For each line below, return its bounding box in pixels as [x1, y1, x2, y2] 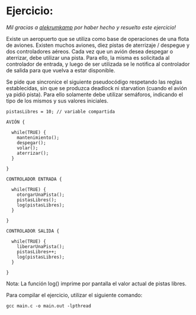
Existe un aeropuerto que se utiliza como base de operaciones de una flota [6, 35, 189, 42]
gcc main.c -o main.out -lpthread [6, 303, 92, 309]
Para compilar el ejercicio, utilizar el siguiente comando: [6, 291, 143, 298]
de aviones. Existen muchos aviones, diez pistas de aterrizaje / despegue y [6, 42, 190, 49]
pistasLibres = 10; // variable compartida [6, 109, 115, 114]
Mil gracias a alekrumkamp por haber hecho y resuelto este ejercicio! [6, 24, 176, 31]
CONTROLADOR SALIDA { [6, 228, 60, 234]
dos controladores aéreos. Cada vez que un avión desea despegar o [6, 47, 173, 55]
